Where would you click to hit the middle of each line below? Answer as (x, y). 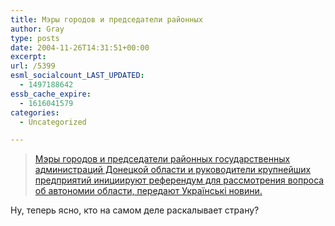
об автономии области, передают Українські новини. (148, 191)
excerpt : (28, 57)
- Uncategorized (53, 122)
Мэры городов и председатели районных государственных (162, 159)
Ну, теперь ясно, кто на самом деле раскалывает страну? (135, 210)
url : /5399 (33, 66)
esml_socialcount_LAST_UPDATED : (77, 76)
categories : (35, 112)
